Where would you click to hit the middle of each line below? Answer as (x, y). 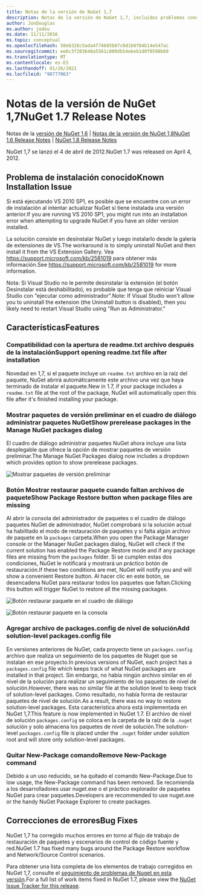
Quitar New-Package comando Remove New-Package (87, 755)
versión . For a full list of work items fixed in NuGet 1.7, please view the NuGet (101, 879)
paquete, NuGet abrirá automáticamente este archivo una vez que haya (95, 380)
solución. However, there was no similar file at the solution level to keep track (101, 688)
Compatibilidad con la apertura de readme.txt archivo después (100, 345)
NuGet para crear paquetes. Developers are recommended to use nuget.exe (100, 795)
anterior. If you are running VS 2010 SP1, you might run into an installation (97, 214)
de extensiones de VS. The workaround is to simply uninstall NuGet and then (101, 245)
